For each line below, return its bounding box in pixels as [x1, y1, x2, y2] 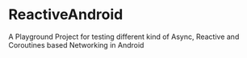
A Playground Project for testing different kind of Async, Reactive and [8, 32, 240, 41]
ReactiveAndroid [8, 6, 123, 24]
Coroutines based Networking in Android [8, 40, 144, 49]
